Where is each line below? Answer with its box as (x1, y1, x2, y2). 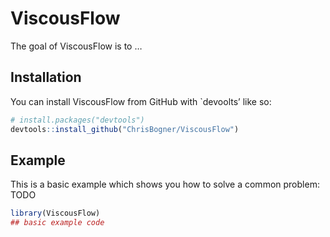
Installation (10, 69, 82, 86)
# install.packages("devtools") (10, 115, 145, 125)
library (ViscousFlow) (10, 208, 101, 219)
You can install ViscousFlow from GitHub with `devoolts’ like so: (10, 95, 272, 107)
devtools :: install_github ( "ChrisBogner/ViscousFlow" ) (10, 124, 240, 134)
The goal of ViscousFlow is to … (10, 40, 143, 52)
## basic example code (10, 218, 105, 228)
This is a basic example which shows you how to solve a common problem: (10, 178, 320, 191)
